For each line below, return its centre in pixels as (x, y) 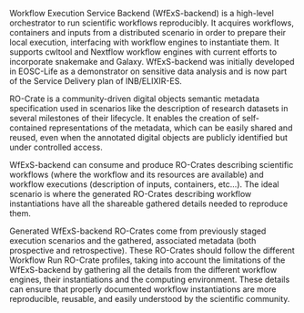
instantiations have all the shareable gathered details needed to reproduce (149, 203)
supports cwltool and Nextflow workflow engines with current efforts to (143, 52)
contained (28, 128)
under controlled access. (56, 147)
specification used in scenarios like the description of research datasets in (149, 108)
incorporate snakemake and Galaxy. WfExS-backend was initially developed (152, 62)
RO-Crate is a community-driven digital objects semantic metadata (135, 99)
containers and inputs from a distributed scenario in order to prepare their (148, 32)
